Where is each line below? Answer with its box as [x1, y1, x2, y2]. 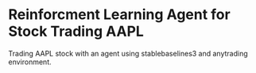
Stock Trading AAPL [8, 22, 145, 40]
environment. [8, 57, 52, 67]
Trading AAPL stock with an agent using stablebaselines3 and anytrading [8, 48, 248, 58]
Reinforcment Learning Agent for [8, 6, 231, 24]
